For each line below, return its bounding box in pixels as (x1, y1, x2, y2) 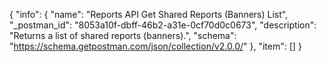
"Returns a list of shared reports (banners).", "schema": (9, 30, 237, 41)
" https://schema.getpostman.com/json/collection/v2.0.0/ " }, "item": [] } (9, 40, 302, 52)
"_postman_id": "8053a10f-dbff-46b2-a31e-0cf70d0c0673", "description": (9, 19, 317, 31)
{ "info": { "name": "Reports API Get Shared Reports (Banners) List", (9, 9, 289, 20)
